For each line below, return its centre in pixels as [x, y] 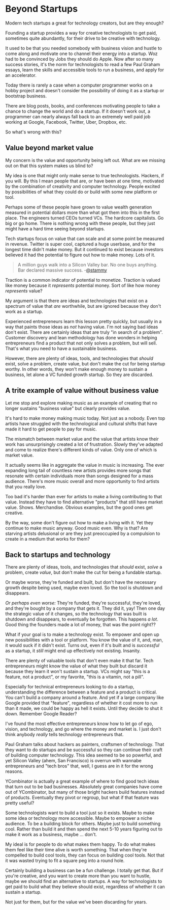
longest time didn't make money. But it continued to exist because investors [84, 249]
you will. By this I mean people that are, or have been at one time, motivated [84, 181]
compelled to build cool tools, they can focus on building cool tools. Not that [85, 855]
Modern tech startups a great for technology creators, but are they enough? [84, 23]
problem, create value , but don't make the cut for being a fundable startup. [83, 572]
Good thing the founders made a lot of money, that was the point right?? [80, 625]
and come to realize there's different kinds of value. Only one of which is [81, 449]
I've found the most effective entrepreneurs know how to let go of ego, [79, 724]
